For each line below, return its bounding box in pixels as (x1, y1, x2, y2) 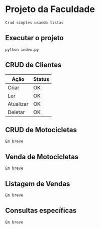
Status (33, 75, 49, 82)
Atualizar (7, 100, 28, 107)
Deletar (7, 108, 25, 116)
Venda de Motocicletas (5, 152, 79, 161)
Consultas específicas (5, 206, 76, 215)
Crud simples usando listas (5, 20, 64, 25)
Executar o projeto (5, 34, 64, 42)
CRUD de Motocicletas (5, 126, 77, 134)
